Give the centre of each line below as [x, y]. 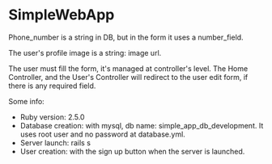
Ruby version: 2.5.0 [52, 117]
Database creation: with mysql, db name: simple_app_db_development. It [142, 125]
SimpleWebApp [62, 15]
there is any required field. [52, 86]
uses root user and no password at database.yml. [103, 134]
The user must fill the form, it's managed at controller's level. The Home [128, 68]
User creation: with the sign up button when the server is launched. [132, 151]
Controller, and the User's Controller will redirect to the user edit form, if [128, 77]
